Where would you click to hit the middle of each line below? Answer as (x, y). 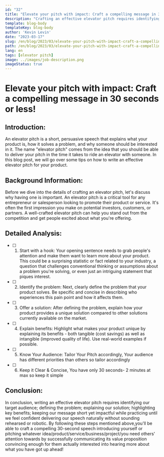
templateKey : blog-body (29, 28)
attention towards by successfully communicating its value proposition (76, 439)
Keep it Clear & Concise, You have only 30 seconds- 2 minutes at (85, 370)
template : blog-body (26, 23)
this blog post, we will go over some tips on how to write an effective (74, 160)
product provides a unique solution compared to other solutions (83, 313)
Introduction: (25, 127)
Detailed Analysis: (33, 234)
